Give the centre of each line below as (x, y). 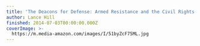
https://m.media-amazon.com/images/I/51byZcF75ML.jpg (80, 34)
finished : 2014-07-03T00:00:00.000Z (52, 23)
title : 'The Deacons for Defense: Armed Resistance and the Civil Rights (101, 12)
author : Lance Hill (31, 17)
